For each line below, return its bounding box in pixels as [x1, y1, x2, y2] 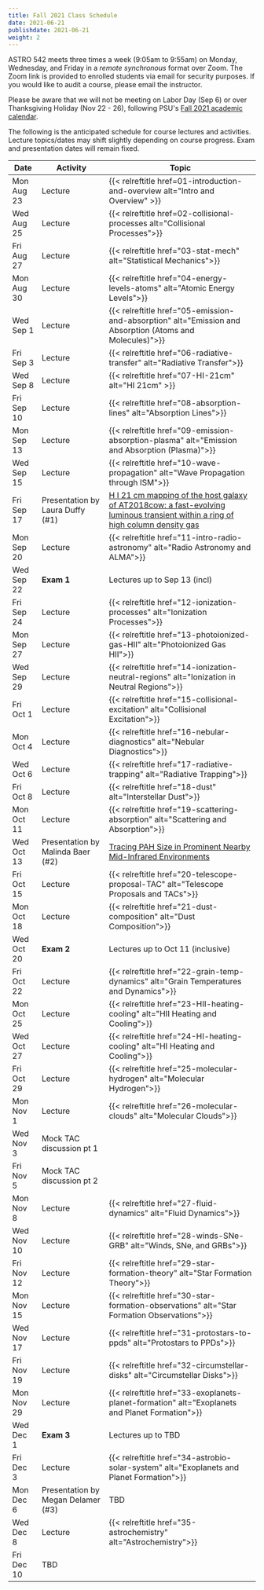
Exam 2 [42, 943, 71, 954]
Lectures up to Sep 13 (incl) [108, 574, 213, 585]
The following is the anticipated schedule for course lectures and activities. [8, 127, 251, 137]
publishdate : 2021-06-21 [8, 26, 90, 34]
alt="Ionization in [172, 672, 236, 683]
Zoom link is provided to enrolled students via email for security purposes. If [8, 71, 255, 81]
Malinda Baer [42, 846, 90, 857]
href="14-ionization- [156, 661, 237, 672]
